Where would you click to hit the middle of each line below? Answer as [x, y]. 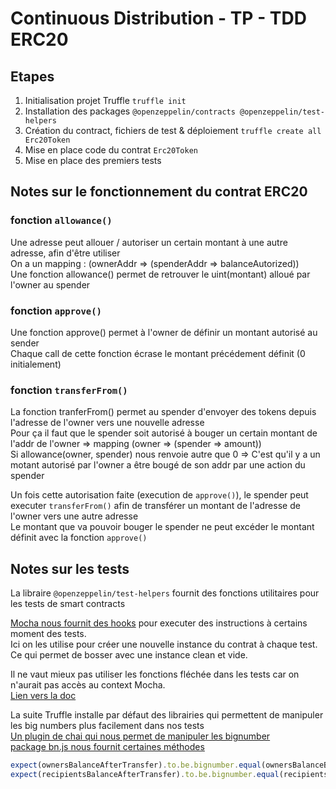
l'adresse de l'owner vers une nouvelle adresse [107, 423]
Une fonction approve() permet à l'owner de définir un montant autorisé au [164, 332]
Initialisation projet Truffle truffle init [105, 100]
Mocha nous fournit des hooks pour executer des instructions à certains [159, 623]
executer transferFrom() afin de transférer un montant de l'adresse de [155, 506]
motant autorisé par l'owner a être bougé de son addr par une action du [158, 465]
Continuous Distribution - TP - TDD [159, 18]
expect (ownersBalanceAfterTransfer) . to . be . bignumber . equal [136, 765]
